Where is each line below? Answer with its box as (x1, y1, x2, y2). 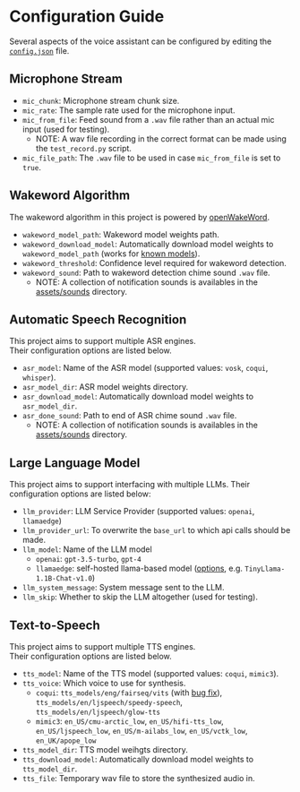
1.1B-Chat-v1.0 (35, 574, 92, 583)
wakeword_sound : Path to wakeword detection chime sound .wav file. (21, 267, 270, 278)
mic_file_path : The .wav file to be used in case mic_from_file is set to (21, 152, 281, 163)
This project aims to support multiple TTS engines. (9, 641, 196, 651)
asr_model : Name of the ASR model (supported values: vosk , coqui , (21, 363, 269, 374)
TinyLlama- (244, 564, 286, 574)
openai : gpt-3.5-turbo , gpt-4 (35, 554, 141, 564)
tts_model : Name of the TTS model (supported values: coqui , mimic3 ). (21, 668, 279, 678)
